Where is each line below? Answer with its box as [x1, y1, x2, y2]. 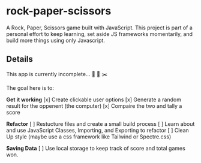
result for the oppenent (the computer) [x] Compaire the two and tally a [6, 102, 182, 109]
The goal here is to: [6, 84, 54, 91]
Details [6, 54, 33, 64]
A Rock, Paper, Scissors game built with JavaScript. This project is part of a [6, 24, 193, 31]
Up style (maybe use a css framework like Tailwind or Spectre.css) [6, 133, 172, 140]
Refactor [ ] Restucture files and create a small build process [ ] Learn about [6, 120, 195, 127]
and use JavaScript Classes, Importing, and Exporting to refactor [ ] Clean [6, 126, 189, 134]
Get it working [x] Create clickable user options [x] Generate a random [6, 96, 182, 103]
